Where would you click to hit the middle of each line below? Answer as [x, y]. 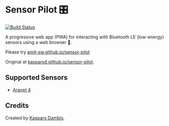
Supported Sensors [37, 78]
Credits [17, 106]
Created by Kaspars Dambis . [35, 118]
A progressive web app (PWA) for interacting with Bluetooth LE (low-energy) [85, 37]
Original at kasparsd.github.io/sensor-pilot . [50, 61]
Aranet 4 [22, 90]
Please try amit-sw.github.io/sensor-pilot [47, 52]
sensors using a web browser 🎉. [39, 42]
